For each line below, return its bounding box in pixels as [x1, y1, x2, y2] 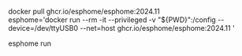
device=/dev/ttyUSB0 [8, 24, 79, 32]
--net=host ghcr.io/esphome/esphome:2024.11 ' [80, 24, 235, 32]
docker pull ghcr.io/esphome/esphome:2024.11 [8, 7, 160, 16]
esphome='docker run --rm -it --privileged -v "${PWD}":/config [8, 15, 217, 24]
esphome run [8, 39, 51, 48]
